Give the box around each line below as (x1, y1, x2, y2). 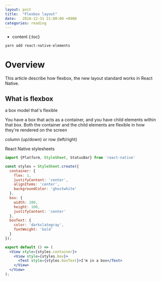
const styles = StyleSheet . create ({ (5, 164, 79, 169)
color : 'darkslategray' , (14, 222, 64, 228)
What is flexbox (5, 94, 53, 103)
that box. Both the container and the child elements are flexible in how (5, 122, 145, 127)
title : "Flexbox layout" (5, 12, 57, 16)
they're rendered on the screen (5, 127, 67, 133)
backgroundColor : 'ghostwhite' (14, 187, 77, 191)
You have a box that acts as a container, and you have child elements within (5, 117, 156, 123)
